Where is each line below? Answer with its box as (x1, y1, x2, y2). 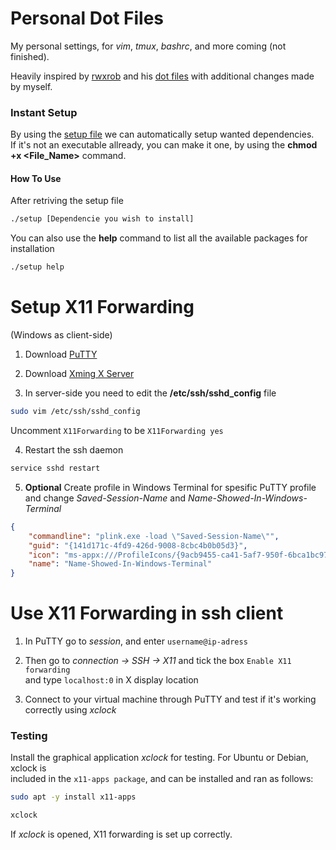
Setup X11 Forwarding (10, 296, 195, 319)
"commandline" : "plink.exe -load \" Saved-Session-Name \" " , (28, 531, 280, 541)
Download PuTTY (24, 348, 98, 361)
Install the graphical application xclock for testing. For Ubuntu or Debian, (10, 752, 309, 764)
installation (10, 243, 55, 255)
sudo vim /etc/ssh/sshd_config (10, 407, 141, 417)
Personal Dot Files (10, 7, 164, 30)
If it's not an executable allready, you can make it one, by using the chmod (10, 139, 318, 151)
